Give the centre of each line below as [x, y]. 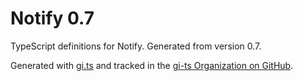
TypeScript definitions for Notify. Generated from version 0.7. [136, 46]
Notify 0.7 [52, 18]
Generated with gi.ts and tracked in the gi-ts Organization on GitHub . [152, 65]
